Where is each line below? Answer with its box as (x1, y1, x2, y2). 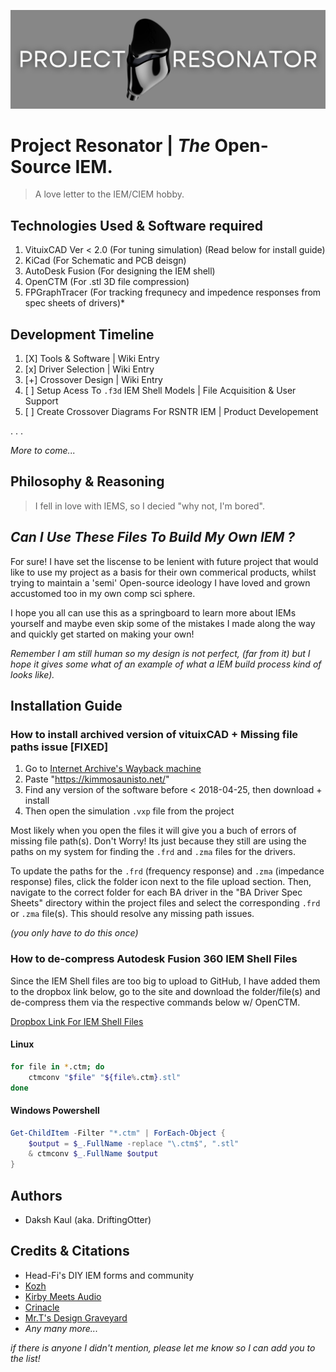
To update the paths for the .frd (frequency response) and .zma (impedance (10, 865, 325, 877)
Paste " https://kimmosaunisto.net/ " (24, 773, 170, 785)
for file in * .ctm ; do (10, 1061, 105, 1072)
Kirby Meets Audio (24, 1290, 102, 1302)
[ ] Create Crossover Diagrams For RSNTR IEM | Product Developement (24, 406, 319, 418)
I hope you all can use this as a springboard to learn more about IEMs (10, 606, 297, 619)
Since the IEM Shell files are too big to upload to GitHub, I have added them (10, 975, 321, 987)
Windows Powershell (10, 1105, 100, 1117)
